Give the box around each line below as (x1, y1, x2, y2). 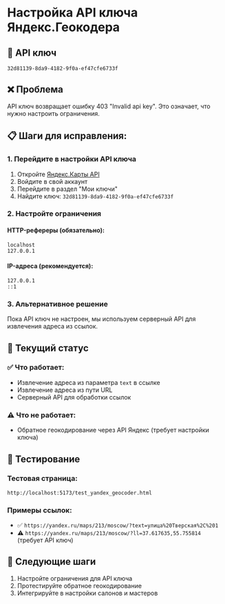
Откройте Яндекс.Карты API (17, 170, 100, 178)
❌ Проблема (7, 84, 63, 96)
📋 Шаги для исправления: (7, 130, 127, 142)
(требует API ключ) (17, 536, 74, 545)
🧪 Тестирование (7, 453, 81, 465)
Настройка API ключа (7, 5, 138, 21)
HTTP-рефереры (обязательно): (7, 226, 105, 235)
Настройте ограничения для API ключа (17, 574, 133, 583)
